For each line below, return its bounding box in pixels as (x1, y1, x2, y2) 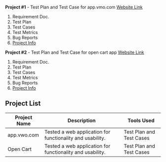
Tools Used (127, 117, 155, 124)
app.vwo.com (7, 131, 40, 138)
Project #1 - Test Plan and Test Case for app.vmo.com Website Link (5, 4, 143, 10)
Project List (5, 99, 41, 108)
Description (67, 117, 96, 124)
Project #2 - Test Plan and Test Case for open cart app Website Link (5, 49, 144, 55)
